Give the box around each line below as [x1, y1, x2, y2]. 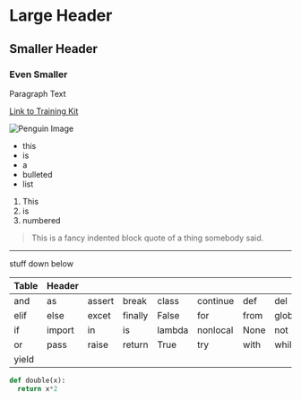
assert [87, 294, 115, 307]
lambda [157, 324, 189, 336]
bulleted [21, 169, 53, 179]
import [46, 324, 74, 336]
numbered [21, 214, 61, 225]
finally [122, 309, 149, 321]
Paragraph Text [9, 88, 66, 99]
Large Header [9, 5, 113, 26]
